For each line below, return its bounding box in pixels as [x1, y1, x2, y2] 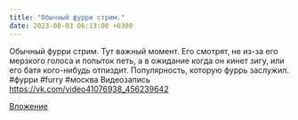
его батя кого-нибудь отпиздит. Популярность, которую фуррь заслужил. [9, 64, 289, 76]
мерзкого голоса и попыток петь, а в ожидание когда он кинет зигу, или [9, 55, 285, 66]
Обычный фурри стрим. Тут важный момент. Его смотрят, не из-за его [9, 45, 278, 56]
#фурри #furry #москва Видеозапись [9, 74, 151, 84]
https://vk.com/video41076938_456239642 [9, 84, 169, 94]
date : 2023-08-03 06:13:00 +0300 [9, 21, 133, 30]
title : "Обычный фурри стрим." [9, 12, 125, 22]
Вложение [9, 100, 49, 111]
